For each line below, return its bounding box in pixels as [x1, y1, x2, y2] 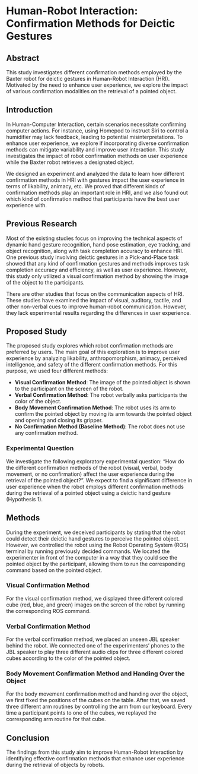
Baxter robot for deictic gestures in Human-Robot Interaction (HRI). [6, 75, 170, 82]
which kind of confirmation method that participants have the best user [6, 195, 180, 203]
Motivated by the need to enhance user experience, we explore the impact [6, 81, 189, 89]
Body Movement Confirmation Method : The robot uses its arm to [14, 404, 176, 411]
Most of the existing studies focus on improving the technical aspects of [6, 235, 183, 242]
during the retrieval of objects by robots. [6, 762, 105, 769]
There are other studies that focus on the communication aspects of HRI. [6, 290, 184, 298]
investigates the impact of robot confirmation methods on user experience [6, 152, 188, 159]
